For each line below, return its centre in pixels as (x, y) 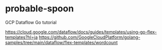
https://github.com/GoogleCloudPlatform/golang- (89, 37)
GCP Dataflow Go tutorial (31, 22)
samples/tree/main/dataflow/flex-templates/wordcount (62, 42)
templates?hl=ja (22, 37)
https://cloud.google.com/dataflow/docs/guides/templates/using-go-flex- (81, 32)
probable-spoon (39, 9)
